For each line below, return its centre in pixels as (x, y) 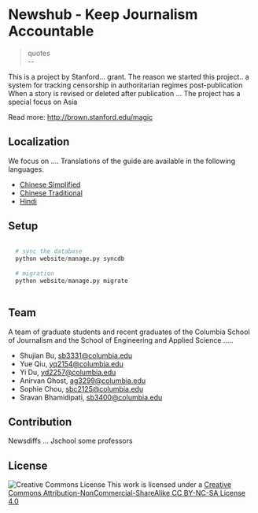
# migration (35, 273)
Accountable (51, 31)
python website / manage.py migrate (72, 281)
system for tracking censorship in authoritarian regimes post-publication (125, 85)
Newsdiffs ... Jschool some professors (70, 441)
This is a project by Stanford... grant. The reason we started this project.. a (129, 76)
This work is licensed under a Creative (170, 485)
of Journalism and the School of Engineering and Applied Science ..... (121, 340)
